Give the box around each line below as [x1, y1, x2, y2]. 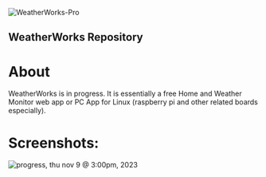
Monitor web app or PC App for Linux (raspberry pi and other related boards [8, 97, 259, 107]
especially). [8, 106, 46, 116]
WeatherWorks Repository [8, 30, 143, 44]
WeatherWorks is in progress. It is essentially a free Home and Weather [8, 88, 243, 99]
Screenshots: [8, 134, 100, 151]
